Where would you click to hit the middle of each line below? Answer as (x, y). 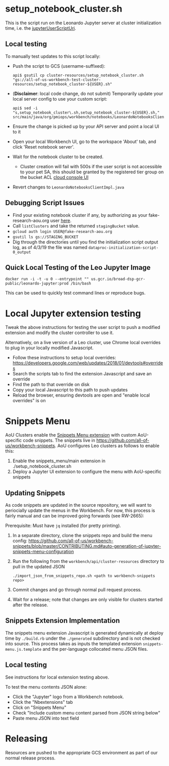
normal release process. (30, 758)
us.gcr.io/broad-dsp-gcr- (118, 279)
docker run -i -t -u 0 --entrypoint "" (47, 279)
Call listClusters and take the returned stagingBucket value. (76, 226)
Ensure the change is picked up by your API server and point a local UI (86, 126)
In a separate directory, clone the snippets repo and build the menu (82, 536)
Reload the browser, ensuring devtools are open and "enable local (81, 395)
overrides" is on (29, 401)
